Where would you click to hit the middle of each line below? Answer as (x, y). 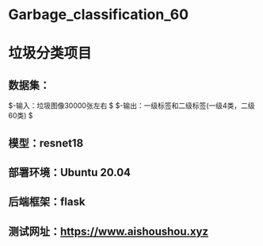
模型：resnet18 (46, 143)
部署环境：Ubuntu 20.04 (70, 172)
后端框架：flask (47, 202)
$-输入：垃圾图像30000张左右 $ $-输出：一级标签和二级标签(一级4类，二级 (131, 106)
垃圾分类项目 (50, 54)
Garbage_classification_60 (98, 15)
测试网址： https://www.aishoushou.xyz (108, 231)
